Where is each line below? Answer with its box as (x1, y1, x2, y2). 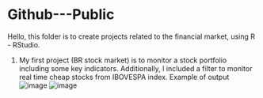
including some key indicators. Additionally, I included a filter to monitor (18, 63, 253, 73)
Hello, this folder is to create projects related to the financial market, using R (7, 32, 255, 41)
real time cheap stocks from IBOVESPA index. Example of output (18, 72, 230, 81)
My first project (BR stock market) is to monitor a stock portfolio (18, 55, 227, 65)
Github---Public (7, 6, 115, 24)
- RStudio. (7, 40, 40, 49)
